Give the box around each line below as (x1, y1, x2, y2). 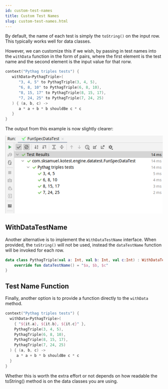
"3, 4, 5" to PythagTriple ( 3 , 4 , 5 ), (18, 80, 97, 85)
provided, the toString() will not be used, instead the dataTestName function (5, 242, 161, 248)
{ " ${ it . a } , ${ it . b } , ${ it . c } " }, (14, 321, 86, 326)
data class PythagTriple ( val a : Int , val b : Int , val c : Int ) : (5, 257, 140, 263)
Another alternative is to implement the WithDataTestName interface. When (5, 236, 156, 243)
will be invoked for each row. (5, 247, 64, 253)
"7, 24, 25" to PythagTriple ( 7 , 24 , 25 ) (18, 95, 104, 100)
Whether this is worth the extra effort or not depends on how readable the (5, 372, 157, 378)
